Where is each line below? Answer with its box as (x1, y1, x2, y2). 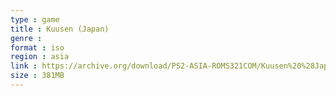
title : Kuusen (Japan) (10, 24, 110, 34)
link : (10, 61, 38, 71)
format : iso (10, 42, 65, 53)
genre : (10, 33, 43, 43)
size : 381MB (10, 71, 65, 81)
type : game (10, 14, 60, 25)
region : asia (10, 52, 70, 62)
